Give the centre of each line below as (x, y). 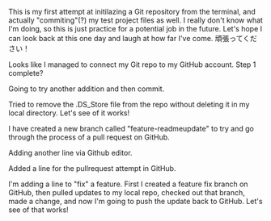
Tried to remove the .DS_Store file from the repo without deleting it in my (129, 104)
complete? (26, 73)
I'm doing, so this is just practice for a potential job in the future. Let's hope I (135, 29)
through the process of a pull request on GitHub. (89, 137)
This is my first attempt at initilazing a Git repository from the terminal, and (132, 12)
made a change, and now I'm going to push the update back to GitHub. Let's (135, 201)
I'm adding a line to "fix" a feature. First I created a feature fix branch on (128, 184)
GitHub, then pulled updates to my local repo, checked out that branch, (127, 192)
